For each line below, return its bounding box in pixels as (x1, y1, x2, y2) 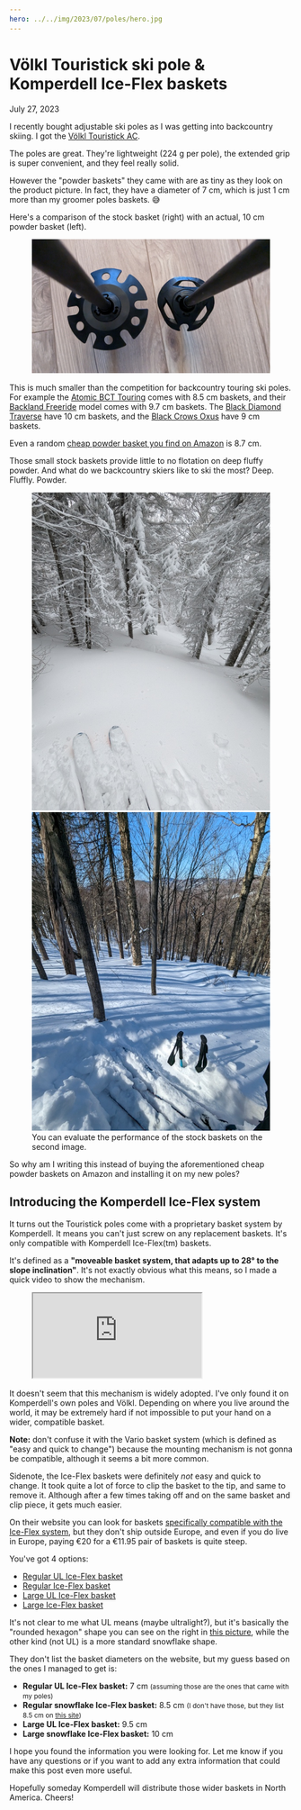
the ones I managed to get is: (9, 1662, 118, 1674)
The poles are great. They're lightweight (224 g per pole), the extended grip (9, 148, 290, 158)
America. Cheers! (9, 1792, 75, 1803)
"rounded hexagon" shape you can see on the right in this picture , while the (9, 1626, 289, 1637)
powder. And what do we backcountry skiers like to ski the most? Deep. (9, 465, 274, 476)
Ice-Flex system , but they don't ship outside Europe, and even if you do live (9, 1526, 289, 1537)
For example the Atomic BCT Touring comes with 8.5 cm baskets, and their (9, 392, 287, 403)
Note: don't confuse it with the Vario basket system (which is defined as (9, 1434, 277, 1444)
